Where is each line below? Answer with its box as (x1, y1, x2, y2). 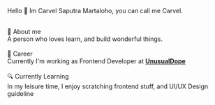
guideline (7, 90, 34, 97)
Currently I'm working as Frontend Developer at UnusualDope (7, 57, 186, 65)
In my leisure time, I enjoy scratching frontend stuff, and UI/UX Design (7, 82, 209, 90)
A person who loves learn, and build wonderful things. (7, 35, 163, 43)
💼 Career (7, 49, 33, 58)
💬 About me (7, 28, 41, 35)
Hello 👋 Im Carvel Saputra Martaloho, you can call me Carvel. (7, 7, 183, 15)
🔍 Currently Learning (7, 72, 69, 80)
